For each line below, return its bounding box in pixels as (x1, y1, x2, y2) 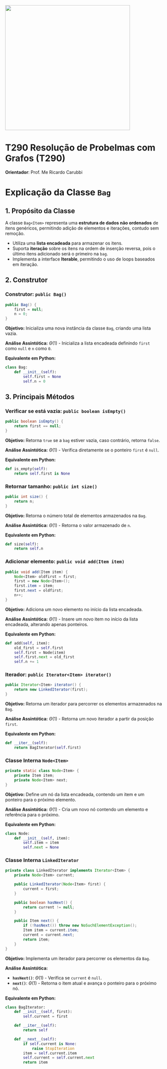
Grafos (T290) (5, 152, 66, 164)
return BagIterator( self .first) (14, 745, 81, 750)
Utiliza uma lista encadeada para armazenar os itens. (12, 240, 123, 246)
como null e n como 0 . (5, 345, 52, 351)
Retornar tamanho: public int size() (5, 482, 98, 489)
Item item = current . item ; (23, 927, 79, 933)
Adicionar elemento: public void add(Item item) (5, 558, 125, 565)
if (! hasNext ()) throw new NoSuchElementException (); (23, 923, 137, 928)
